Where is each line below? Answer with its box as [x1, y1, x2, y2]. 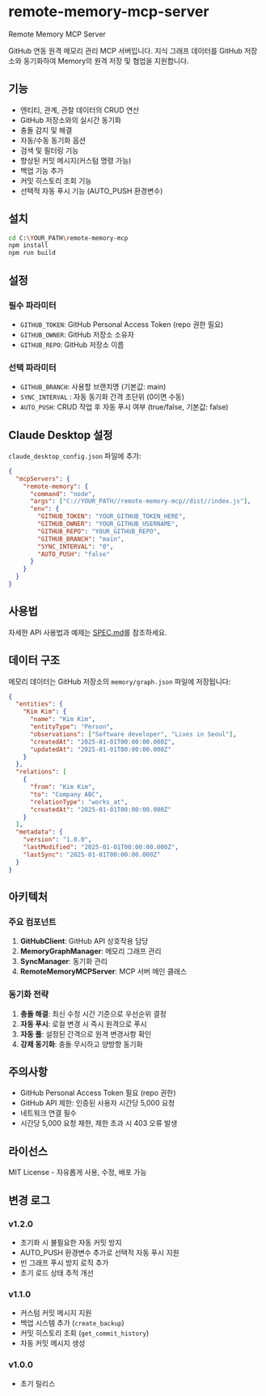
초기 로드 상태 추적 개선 [19, 1267, 95, 1277]
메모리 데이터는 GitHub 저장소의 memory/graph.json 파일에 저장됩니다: [8, 677, 231, 686]
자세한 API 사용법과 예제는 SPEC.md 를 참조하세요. [8, 627, 167, 637]
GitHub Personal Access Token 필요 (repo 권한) [19, 1088, 176, 1098]
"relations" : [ [15, 768, 67, 776]
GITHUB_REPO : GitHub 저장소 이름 [19, 339, 125, 350]
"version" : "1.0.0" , [23, 836, 92, 844]
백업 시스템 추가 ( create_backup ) [19, 1318, 125, 1328]
